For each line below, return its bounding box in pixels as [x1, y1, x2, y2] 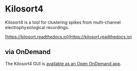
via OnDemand [5, 48, 51, 56]
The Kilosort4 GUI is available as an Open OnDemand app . [5, 60, 122, 66]
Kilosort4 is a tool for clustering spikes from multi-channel [5, 19, 121, 25]
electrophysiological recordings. [5, 24, 69, 30]
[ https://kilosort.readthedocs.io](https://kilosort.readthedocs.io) [5, 34, 132, 40]
